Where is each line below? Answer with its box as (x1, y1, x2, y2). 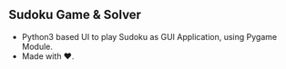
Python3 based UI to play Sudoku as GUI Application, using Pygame (21, 31, 278, 42)
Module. (21, 41, 54, 52)
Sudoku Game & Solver (8, 7, 142, 23)
